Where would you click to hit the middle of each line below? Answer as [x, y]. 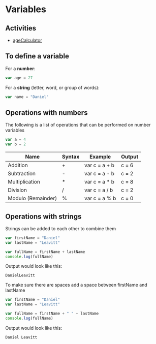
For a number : [20, 68]
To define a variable [37, 56]
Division [17, 190]
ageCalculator [27, 40]
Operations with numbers [46, 113]
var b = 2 [16, 144]
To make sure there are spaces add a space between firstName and [76, 285]
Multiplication [24, 182]
